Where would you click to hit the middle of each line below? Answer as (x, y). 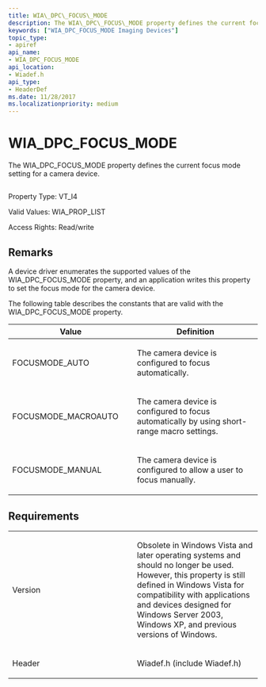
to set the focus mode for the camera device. (82, 288)
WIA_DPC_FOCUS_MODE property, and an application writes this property (129, 280)
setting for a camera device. (54, 174)
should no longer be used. (186, 566)
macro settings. (189, 432)
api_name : (25, 52)
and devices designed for (184, 605)
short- (235, 421)
